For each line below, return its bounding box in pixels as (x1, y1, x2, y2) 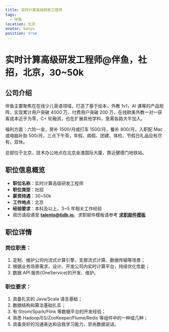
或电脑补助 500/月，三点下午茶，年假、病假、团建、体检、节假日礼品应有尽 (5, 132, 162, 138)
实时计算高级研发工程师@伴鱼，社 (5, 54, 147, 66)
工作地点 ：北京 (12, 199, 44, 205)
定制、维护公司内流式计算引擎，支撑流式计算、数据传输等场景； (12, 257, 145, 263)
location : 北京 (5, 21, 36, 27)
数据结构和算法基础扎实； (12, 302, 66, 308)
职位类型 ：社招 (12, 186, 44, 193)
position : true (5, 31, 37, 36)
